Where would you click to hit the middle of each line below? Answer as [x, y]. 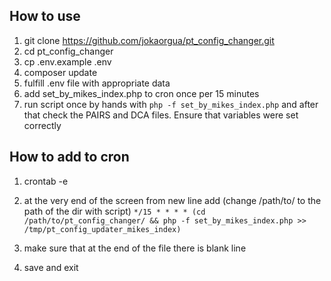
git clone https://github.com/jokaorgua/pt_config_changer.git [149, 40]
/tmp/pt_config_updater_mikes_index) [102, 229]
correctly [42, 125]
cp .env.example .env [67, 61]
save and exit [51, 267]
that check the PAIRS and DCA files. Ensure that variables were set [161, 115]
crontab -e [46, 181]
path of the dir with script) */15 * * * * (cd [114, 211]
